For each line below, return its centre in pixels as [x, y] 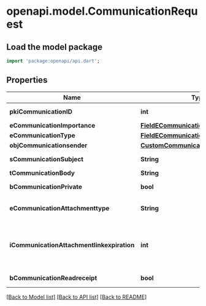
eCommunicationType [42, 135]
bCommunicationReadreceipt [53, 278]
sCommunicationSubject [47, 159]
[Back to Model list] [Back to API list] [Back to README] [77, 297]
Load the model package [55, 47]
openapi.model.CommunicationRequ [102, 11]
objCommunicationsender [48, 145]
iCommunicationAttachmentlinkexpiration [72, 245]
